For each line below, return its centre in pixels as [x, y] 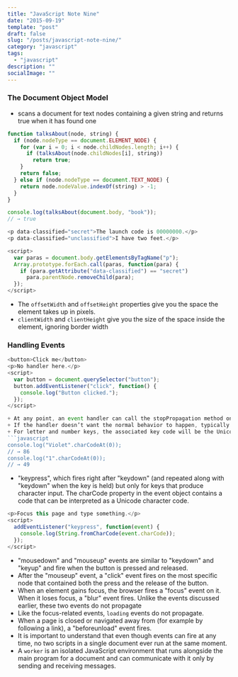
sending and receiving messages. [67, 666]
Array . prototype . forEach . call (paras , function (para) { [96, 264]
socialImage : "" [31, 73]
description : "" [31, 67]
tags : [15, 54]
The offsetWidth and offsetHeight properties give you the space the [118, 305]
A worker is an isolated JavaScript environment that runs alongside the [120, 650]
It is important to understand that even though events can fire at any [117, 635]
